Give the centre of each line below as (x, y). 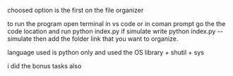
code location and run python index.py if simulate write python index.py (112, 31)
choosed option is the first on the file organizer (76, 10)
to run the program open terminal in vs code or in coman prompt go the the (116, 24)
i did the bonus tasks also (44, 66)
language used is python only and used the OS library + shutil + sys (106, 52)
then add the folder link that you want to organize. (106, 39)
